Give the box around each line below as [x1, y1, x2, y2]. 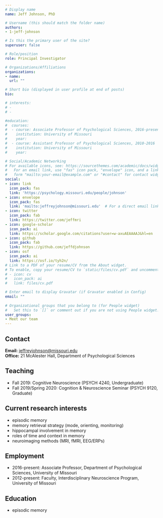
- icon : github [5, 235, 36, 241]
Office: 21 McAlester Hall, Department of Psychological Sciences [5, 353, 135, 358]
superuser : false [5, 43, 40, 48]
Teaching [5, 367, 34, 375]
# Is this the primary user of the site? [5, 38, 90, 43]
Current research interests [5, 404, 87, 412]
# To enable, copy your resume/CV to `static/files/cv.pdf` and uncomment [5, 267, 160, 272]
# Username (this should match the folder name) [5, 20, 105, 25]
